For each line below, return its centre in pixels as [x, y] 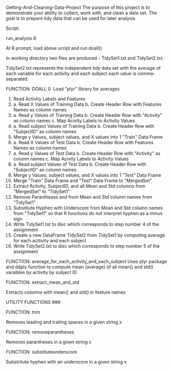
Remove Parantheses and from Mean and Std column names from [83, 197]
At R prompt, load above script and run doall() [54, 48]
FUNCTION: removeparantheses [40, 332]
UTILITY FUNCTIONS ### [33, 302]
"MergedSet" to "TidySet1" [41, 191]
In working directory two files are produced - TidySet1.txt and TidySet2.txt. [85, 58]
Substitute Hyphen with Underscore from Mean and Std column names [88, 208]
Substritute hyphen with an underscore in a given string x [66, 362]
